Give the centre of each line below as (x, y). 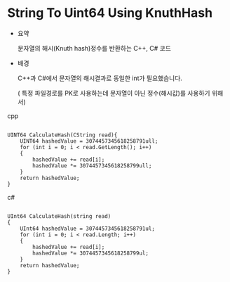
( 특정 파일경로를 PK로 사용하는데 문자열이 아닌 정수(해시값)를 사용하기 (114, 93)
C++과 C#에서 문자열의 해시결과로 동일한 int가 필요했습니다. (100, 78)
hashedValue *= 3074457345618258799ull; (92, 166)
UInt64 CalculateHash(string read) (59, 216)
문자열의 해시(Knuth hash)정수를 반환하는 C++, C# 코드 (94, 48)
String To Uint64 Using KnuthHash (110, 13)
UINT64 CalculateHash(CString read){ (62, 135)
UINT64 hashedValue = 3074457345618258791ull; (89, 141)
